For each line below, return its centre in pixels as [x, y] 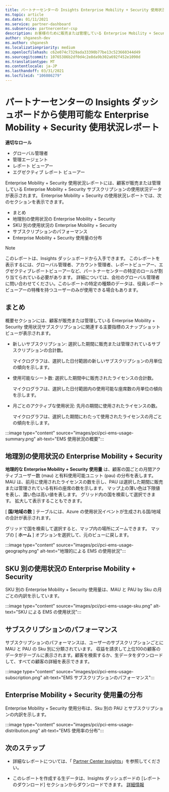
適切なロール [18, 142]
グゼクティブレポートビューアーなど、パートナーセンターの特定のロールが [82, 271]
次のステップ [25, 748]
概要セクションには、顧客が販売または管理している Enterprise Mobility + [80, 320]
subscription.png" [24, 678]
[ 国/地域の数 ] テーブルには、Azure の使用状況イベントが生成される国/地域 [83, 512]
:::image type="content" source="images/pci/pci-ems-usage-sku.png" [79, 606]
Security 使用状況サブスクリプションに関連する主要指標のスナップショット [83, 327]
